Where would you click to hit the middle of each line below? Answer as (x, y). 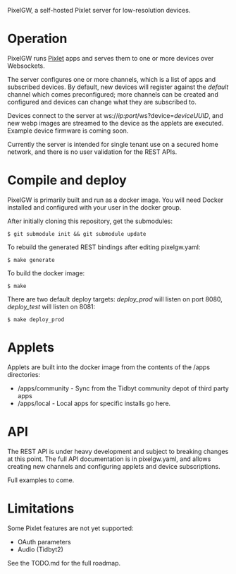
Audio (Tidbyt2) (40, 549)
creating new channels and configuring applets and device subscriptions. (114, 466)
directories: (24, 374)
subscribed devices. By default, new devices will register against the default (118, 87)
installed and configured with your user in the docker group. (94, 207)
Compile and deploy (67, 180)
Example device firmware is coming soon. (68, 131)
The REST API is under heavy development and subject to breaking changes (118, 451)
